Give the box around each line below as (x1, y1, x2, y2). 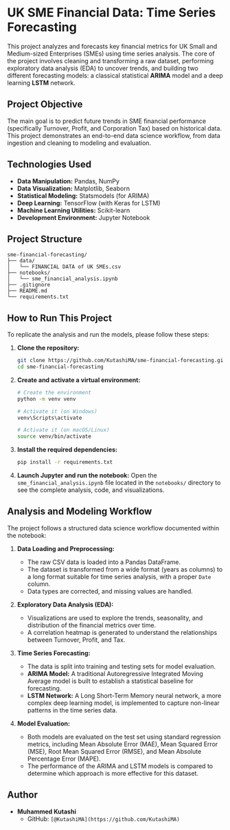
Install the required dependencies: (16, 445, 118, 454)
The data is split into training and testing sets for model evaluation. (27, 662, 216, 671)
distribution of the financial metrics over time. (27, 620, 157, 629)
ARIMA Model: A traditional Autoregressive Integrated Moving (27, 669, 204, 677)
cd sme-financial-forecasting (16, 363, 104, 370)
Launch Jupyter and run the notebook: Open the (16, 471, 158, 480)
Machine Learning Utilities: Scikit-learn (16, 206, 130, 214)
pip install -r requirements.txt (16, 459, 113, 466)
